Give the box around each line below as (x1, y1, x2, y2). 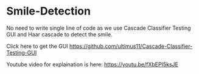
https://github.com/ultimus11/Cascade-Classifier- (69, 42, 193, 50)
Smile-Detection (6, 4, 91, 18)
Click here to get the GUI (6, 42, 68, 50)
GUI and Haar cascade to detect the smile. (6, 30, 113, 38)
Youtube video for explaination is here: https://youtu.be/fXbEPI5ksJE (6, 61, 178, 68)
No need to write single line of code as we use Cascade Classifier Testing (6, 24, 191, 32)
